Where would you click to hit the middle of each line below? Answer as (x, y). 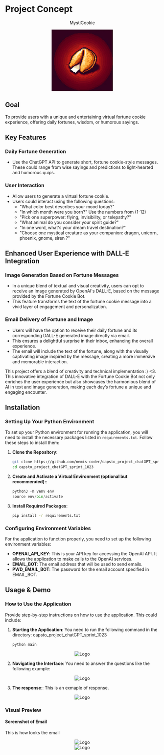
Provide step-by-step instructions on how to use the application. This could (81, 615)
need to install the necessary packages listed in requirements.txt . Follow (79, 438)
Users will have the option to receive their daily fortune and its (75, 330)
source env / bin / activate (37, 497)
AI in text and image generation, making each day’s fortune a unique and (78, 387)
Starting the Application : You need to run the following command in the (85, 629)
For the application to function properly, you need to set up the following (78, 539)
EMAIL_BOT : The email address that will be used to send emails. (77, 564)
